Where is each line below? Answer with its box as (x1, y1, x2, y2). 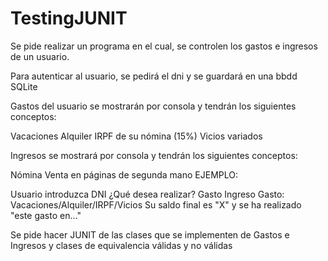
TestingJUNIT (10, 7, 128, 30)
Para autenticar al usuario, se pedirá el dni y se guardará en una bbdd (10, 70, 298, 82)
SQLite (10, 80, 38, 92)
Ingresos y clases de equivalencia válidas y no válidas (10, 239, 233, 251)
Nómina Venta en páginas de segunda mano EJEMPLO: (10, 168, 238, 181)
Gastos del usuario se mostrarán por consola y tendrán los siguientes (10, 100, 297, 112)
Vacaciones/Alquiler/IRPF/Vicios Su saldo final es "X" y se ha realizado (10, 198, 302, 211)
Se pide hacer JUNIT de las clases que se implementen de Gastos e (10, 228, 290, 241)
